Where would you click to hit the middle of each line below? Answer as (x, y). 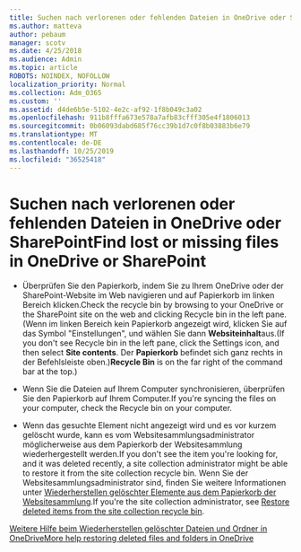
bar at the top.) (50, 372)
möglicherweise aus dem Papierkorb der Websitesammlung (132, 444)
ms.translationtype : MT (54, 135)
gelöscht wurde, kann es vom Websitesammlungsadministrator (138, 435)
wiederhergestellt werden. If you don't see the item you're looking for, (150, 454)
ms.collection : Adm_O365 (56, 92)
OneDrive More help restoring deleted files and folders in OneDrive (132, 539)
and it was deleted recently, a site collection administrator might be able (155, 464)
